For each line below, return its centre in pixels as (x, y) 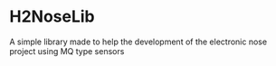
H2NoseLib (52, 17)
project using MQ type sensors (67, 51)
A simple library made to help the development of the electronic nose (138, 42)
